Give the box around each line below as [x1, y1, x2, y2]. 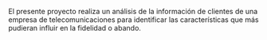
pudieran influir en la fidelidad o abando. [8, 24, 142, 32]
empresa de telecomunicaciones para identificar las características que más [8, 15, 259, 24]
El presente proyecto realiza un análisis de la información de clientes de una [8, 7, 258, 16]
